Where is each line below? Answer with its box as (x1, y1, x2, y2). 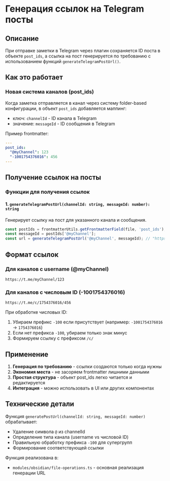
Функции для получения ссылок (5, 189, 90, 196)
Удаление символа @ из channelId (12, 428, 85, 435)
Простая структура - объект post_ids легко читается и (12, 374, 133, 380)
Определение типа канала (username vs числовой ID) (12, 434, 129, 440)
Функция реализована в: (5, 455, 59, 461)
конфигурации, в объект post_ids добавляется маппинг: (5, 105, 127, 111)
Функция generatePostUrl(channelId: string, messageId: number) (5, 413, 146, 419)
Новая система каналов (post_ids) (5, 88, 94, 96)
